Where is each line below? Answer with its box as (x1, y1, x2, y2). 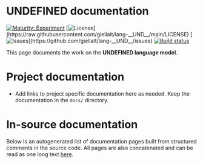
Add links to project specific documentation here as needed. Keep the (15, 90, 190, 97)
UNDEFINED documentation (6, 4, 150, 18)
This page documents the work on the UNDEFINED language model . (6, 48, 178, 56)
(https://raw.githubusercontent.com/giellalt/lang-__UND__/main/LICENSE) (6, 30, 189, 38)
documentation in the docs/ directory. (15, 96, 109, 103)
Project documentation (6, 70, 125, 84)
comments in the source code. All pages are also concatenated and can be (6, 144, 194, 151)
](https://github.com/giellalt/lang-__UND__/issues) (28, 37, 153, 44)
